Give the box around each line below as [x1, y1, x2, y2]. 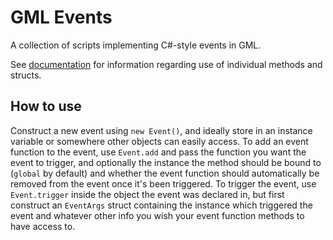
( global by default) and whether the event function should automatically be [10, 167, 320, 179]
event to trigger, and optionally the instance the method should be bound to [10, 156, 322, 168]
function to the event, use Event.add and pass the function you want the [10, 146, 307, 158]
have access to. [10, 220, 76, 232]
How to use [10, 98, 82, 115]
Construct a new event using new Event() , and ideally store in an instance [10, 124, 313, 136]
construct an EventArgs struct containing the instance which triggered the [10, 199, 313, 211]
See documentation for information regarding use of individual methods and [10, 58, 323, 70]
